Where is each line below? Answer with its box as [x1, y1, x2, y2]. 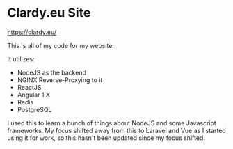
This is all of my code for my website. [7, 41, 115, 49]
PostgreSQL [17, 105, 52, 113]
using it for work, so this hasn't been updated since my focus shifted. [7, 134, 205, 142]
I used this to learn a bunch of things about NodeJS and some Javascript [7, 118, 217, 127]
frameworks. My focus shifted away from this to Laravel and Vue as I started [7, 126, 226, 134]
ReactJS [17, 83, 42, 91]
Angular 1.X [17, 91, 51, 99]
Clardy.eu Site [7, 5, 91, 21]
